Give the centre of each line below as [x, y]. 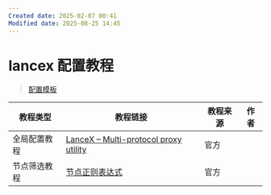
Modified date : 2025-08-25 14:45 [65, 23]
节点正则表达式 [94, 172]
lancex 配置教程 [61, 66]
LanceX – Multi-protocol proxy [124, 139]
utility [76, 150]
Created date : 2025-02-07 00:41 [63, 16]
